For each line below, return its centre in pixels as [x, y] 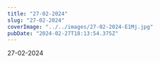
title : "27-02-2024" [38, 14]
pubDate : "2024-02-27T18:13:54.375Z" [63, 33]
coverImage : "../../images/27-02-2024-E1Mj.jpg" [80, 27]
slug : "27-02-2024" [36, 20]
